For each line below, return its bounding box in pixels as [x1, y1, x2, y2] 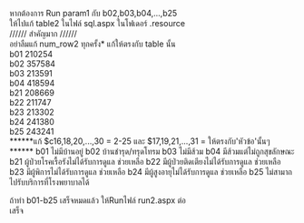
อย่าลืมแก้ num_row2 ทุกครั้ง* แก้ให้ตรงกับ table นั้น [9, 38, 176, 49]
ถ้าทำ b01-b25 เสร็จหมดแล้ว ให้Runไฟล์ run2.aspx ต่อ [9, 195, 186, 206]
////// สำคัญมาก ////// [9, 28, 77, 39]
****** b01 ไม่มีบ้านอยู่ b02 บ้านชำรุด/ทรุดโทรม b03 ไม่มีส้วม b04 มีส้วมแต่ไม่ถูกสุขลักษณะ [9, 146, 295, 157]
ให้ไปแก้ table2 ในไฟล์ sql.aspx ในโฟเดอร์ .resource [9, 18, 186, 28]
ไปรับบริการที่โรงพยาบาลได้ [9, 177, 90, 188]
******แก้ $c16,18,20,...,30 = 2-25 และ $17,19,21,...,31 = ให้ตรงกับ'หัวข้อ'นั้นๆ [9, 136, 270, 147]
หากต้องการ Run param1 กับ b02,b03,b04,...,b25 [9, 8, 178, 18]
